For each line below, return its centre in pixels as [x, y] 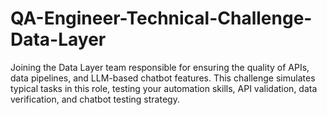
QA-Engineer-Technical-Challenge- [161, 18]
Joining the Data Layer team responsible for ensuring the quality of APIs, [160, 67]
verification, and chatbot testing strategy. [95, 99]
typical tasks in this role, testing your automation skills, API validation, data [164, 88]
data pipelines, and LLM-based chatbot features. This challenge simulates [163, 78]
